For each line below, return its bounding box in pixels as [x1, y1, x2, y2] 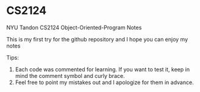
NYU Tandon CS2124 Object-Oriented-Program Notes [6, 24, 142, 31]
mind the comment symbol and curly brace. [15, 72, 125, 79]
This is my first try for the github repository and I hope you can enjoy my [6, 35, 188, 43]
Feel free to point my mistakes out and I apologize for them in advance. [15, 79, 194, 86]
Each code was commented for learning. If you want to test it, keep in [15, 65, 190, 73]
